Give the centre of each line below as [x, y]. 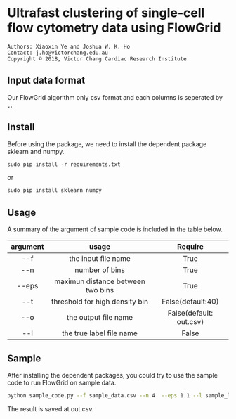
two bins [100, 290]
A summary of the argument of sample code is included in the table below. [115, 229]
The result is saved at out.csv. [51, 408]
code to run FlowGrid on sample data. [62, 382]
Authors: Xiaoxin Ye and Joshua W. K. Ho [69, 46]
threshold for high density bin [100, 302]
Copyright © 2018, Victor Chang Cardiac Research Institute [97, 59]
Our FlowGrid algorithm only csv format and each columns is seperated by [115, 97]
